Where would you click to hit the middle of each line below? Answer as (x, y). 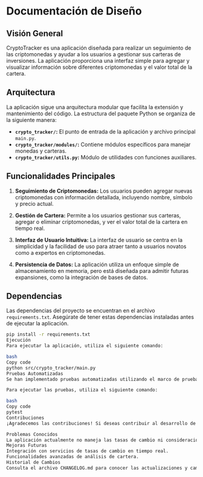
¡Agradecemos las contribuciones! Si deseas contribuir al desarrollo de (101, 423)
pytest (14, 412)
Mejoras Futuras (27, 446)
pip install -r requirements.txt (48, 335)
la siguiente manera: (31, 120)
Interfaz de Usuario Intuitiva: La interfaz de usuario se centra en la (99, 240)
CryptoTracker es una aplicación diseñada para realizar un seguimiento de (99, 48)
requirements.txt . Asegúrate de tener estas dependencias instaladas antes (100, 317)
